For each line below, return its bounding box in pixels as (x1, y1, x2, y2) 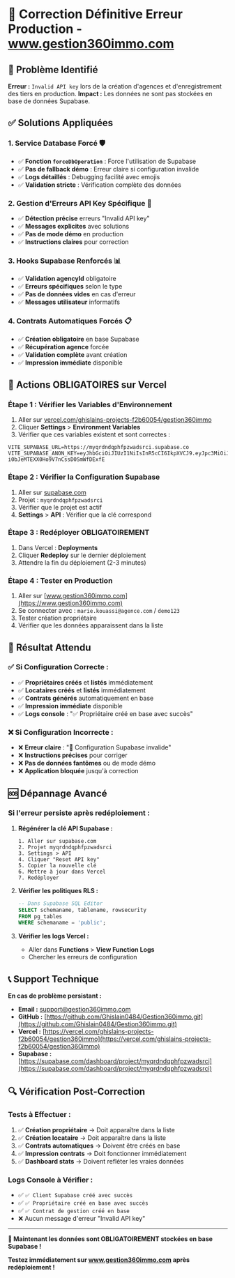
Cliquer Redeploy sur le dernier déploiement (17, 551, 146, 559)
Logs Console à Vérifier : (8, 1175, 93, 1185)
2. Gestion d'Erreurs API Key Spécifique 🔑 (8, 198, 152, 208)
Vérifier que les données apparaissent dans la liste (17, 621, 163, 630)
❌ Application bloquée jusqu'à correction (17, 767, 139, 775)
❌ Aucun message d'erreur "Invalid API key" (17, 1215, 146, 1223)
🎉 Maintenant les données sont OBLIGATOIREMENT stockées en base (8, 1235, 213, 1243)
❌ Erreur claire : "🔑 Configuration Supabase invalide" (17, 743, 172, 752)
